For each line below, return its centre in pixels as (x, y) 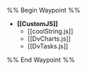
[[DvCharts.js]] (49, 39)
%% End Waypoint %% (41, 60)
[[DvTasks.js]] (48, 46)
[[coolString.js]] (50, 31)
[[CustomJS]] (37, 24)
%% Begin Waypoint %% (43, 10)
